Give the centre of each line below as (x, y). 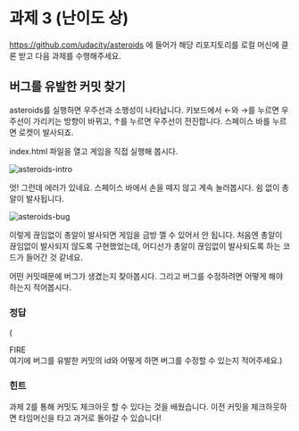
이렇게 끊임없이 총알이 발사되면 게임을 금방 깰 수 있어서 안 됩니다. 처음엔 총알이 (146, 235)
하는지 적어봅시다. (41, 287)
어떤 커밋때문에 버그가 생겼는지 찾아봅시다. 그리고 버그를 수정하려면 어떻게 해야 (146, 276)
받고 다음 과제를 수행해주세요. (70, 55)
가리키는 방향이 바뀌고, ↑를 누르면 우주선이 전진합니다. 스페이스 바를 (151, 120)
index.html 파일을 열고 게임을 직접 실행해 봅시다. (94, 151)
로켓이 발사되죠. (46, 132)
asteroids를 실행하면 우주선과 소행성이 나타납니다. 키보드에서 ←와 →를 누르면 (144, 110)
